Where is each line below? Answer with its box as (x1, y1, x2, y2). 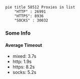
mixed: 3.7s (12, 53, 37, 59)
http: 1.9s (12, 58, 32, 65)
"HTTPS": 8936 (14, 14, 44, 19)
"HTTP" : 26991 (14, 9, 46, 14)
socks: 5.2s (12, 69, 37, 75)
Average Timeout (5, 42, 42, 48)
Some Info (5, 29, 31, 36)
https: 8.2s (12, 64, 35, 70)
